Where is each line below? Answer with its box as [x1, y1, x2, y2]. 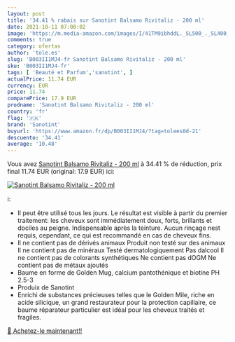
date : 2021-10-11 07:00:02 [7, 23, 86, 30]
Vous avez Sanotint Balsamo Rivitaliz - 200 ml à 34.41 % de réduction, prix [7, 160, 222, 168]
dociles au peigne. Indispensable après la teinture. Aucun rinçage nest [17, 224, 220, 232]
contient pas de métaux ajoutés [17, 261, 108, 270]
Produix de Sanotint [17, 283, 75, 292]
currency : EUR [7, 82, 49, 89]
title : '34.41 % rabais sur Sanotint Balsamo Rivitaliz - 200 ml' [7, 17, 205, 24]
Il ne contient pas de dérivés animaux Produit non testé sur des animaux [17, 239, 226, 247]
